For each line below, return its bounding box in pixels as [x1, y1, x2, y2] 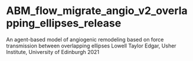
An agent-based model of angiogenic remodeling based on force [6, 36, 164, 43]
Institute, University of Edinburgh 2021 [6, 48, 99, 55]
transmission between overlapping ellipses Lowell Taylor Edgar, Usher [6, 42, 176, 49]
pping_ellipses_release [6, 16, 122, 30]
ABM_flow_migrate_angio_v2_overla [6, 4, 188, 18]
